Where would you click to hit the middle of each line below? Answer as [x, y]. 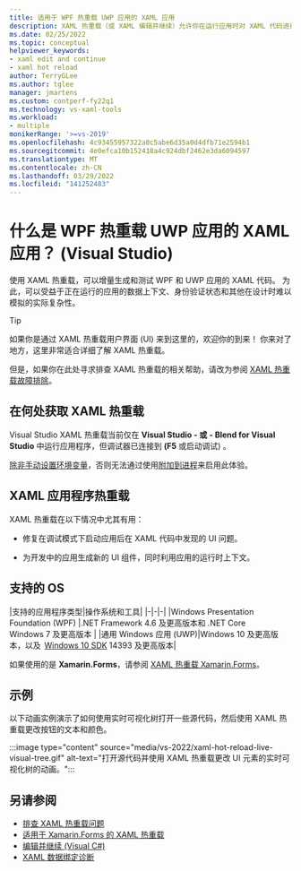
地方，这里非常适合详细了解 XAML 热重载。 [90, 350]
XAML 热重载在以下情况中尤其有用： [77, 519]
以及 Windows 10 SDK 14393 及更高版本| [100, 645]
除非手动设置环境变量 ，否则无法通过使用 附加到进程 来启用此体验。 [131, 465]
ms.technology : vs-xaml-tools [66, 109]
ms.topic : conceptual [50, 43]
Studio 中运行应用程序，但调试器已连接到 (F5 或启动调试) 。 [120, 445]
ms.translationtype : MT [54, 159]
